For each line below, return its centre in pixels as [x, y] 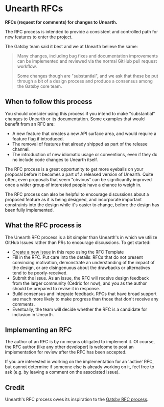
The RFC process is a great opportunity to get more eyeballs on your [74, 169]
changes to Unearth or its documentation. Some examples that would [75, 119]
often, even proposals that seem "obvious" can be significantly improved [78, 179]
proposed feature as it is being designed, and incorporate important [73, 199]
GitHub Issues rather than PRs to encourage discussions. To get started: [78, 242]
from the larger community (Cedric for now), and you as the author [80, 283]
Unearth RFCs [34, 9]
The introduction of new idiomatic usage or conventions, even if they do [85, 154]
